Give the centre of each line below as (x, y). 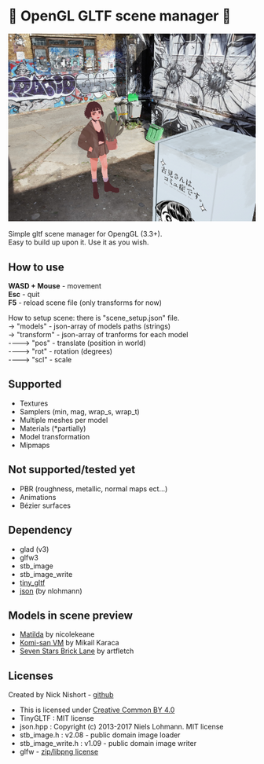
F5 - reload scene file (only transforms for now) (85, 303)
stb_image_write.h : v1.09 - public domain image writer (108, 744)
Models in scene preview (71, 615)
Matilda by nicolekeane (57, 634)
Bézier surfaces (45, 505)
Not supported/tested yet (72, 470)
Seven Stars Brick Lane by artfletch (77, 651)
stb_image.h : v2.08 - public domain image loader (100, 735)
